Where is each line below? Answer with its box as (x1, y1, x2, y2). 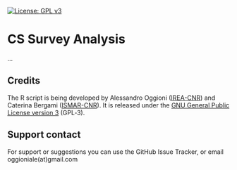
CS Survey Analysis (7, 32, 126, 47)
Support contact (7, 129, 81, 140)
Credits (7, 74, 41, 87)
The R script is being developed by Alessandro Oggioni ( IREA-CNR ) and (7, 93, 216, 102)
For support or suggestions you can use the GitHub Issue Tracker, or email (7, 148, 224, 156)
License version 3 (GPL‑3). (7, 108, 85, 117)
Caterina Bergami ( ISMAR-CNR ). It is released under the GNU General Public (7, 100, 230, 109)
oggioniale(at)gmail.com (7, 155, 78, 163)
